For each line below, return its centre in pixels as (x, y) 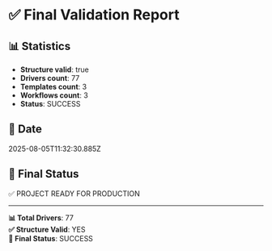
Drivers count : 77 (50, 78)
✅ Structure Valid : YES (47, 229)
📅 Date (25, 130)
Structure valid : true (54, 69)
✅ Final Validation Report (94, 15)
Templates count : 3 (53, 87)
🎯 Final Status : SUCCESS (51, 238)
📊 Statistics (40, 46)
